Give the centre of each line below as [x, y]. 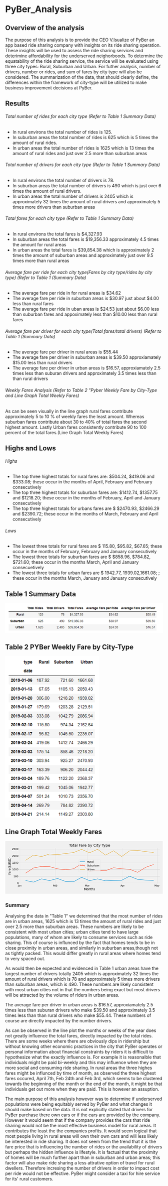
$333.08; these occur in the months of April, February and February [82, 482]
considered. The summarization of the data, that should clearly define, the [82, 77]
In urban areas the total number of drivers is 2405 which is [73, 196]
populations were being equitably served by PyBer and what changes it [79, 1104]
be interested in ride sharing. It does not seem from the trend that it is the [81, 1142]
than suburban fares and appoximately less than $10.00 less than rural [85, 314]
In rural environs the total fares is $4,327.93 [57, 234]
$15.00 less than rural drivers [42, 363]
